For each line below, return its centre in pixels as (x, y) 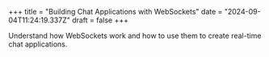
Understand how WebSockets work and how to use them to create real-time (135, 36)
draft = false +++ (100, 20)
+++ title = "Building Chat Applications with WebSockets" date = (116, 12)
